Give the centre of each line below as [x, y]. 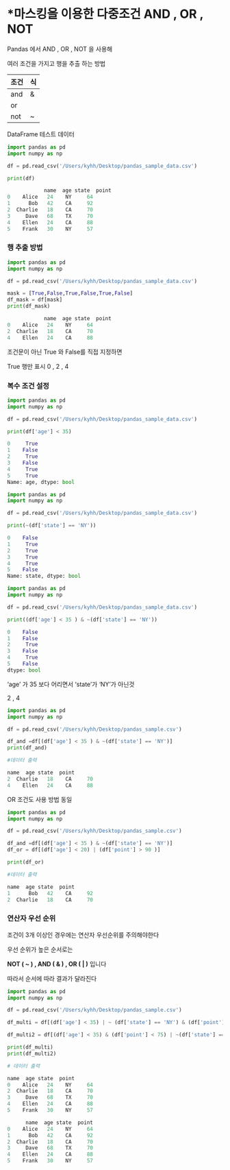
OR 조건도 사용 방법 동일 [40, 799]
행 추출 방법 [25, 247]
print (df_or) [26, 862]
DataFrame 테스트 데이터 [41, 134]
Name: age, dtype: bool [41, 482]
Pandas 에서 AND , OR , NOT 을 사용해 [60, 49]
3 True [23, 557]
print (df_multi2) [32, 1053]
